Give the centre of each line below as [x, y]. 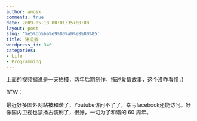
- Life [14, 56]
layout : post [22, 28]
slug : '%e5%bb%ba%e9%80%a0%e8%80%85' [53, 34]
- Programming [24, 61]
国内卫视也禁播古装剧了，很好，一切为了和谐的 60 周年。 [81, 112]
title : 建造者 [22, 39]
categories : [21, 51]
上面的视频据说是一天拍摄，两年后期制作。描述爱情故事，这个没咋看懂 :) [95, 79]
